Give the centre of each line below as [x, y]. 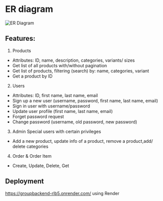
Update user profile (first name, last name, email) [63, 111]
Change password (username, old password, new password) [75, 122]
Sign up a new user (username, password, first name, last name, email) [85, 100]
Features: [20, 39]
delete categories [30, 146]
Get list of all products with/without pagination [60, 65]
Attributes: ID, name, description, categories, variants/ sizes [74, 60]
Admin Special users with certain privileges [57, 131]
